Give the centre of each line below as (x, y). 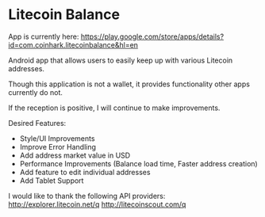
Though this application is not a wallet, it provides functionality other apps (129, 84)
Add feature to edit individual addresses (85, 172)
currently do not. (36, 92)
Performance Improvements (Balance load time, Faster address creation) (138, 163)
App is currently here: (44, 36)
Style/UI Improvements (57, 138)
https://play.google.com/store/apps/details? (152, 36)
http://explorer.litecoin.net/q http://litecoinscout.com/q (97, 204)
